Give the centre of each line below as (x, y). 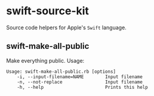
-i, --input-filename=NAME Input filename (80, 77)
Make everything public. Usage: (45, 60)
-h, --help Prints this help (82, 87)
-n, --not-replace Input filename (80, 82)
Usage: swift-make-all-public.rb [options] (61, 72)
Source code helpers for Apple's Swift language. (66, 27)
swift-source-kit (48, 11)
